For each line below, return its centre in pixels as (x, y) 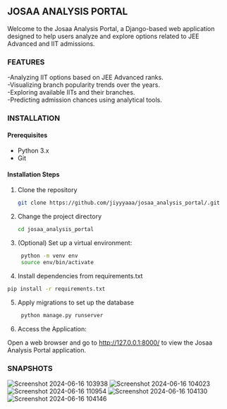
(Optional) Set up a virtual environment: (75, 243)
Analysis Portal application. (47, 350)
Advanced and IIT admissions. (51, 43)
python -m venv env (49, 256)
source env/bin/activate (57, 263)
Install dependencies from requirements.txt (80, 275)
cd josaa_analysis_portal (55, 230)
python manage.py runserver (62, 315)
